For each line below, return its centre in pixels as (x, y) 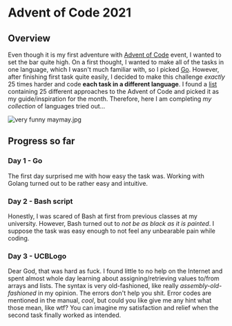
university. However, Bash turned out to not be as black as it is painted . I (111, 223)
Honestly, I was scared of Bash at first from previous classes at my (103, 216)
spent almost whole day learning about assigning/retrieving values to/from (114, 278)
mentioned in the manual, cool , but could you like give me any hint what (110, 300)
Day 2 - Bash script (40, 201)
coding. (19, 238)
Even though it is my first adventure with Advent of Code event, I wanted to (115, 55)
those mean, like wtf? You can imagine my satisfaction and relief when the (113, 308)
